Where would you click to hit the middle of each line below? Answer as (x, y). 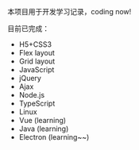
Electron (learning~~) (54, 137)
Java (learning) (44, 129)
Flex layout (37, 53)
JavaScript (37, 69)
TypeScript (37, 103)
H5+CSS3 (35, 44)
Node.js (32, 95)
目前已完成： (28, 29)
